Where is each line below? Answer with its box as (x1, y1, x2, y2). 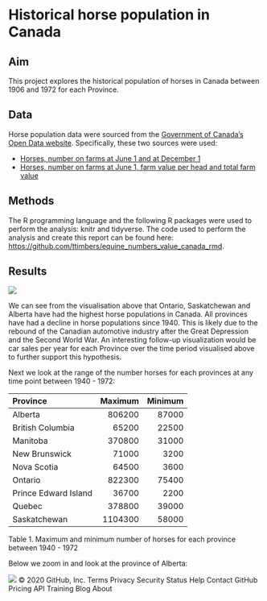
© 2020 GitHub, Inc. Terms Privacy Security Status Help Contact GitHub (18, 575, 258, 585)
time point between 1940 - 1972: (8, 376, 115, 386)
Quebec (12, 501, 43, 512)
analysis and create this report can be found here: (8, 232, 175, 242)
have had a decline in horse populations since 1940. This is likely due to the (8, 318, 259, 328)
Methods (8, 194, 55, 208)
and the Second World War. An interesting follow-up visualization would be (8, 335, 257, 345)
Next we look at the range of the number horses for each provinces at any (8, 368, 254, 378)
